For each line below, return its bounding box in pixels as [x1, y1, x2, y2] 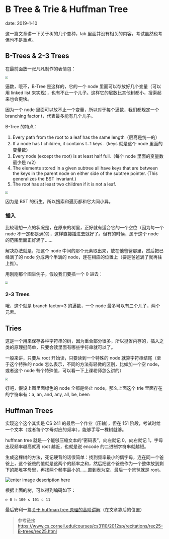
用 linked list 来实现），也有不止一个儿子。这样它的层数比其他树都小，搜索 [5, 89, 157, 96]
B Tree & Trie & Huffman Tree [5, 4, 128, 15]
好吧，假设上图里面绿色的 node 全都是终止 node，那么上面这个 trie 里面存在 [5, 385, 163, 391]
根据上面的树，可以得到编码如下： [5, 487, 76, 493]
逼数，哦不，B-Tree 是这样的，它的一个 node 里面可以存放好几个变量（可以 [5, 83, 161, 89]
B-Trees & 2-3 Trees [5, 52, 69, 60]
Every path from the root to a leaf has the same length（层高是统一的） [12, 134, 160, 140]
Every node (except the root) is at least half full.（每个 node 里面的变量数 [12, 153, 164, 159]
